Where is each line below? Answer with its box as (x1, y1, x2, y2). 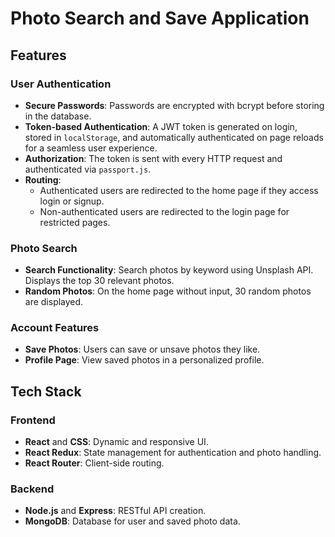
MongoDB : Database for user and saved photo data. (24, 515, 241, 527)
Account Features (10, 321, 100, 335)
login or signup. (39, 195, 105, 207)
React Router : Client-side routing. (24, 457, 165, 469)
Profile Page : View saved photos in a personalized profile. (24, 354, 265, 366)
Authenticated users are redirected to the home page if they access (39, 184, 319, 196)
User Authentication (10, 77, 112, 91)
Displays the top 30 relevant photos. (24, 275, 175, 287)
